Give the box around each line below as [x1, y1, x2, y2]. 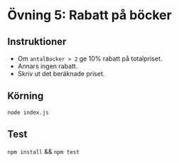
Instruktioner [7, 36, 67, 48]
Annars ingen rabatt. [17, 62, 78, 70]
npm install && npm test [7, 147, 80, 156]
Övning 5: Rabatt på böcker [7, 7, 172, 23]
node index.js [7, 109, 50, 116]
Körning [7, 90, 44, 102]
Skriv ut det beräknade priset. [17, 70, 105, 78]
